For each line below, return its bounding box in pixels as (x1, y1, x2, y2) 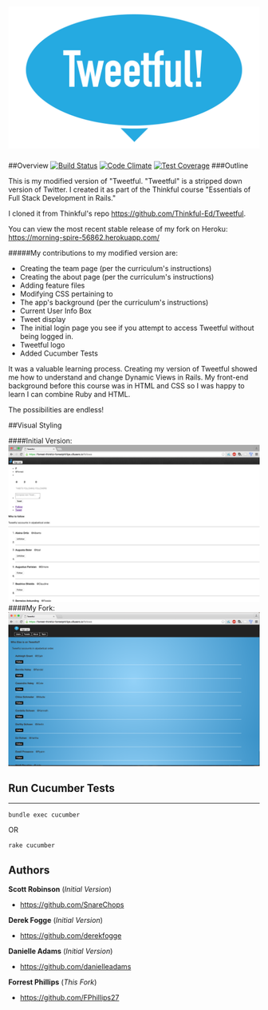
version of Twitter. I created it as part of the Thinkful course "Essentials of (8, 185, 251, 194)
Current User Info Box (19, 306, 92, 316)
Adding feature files (19, 280, 85, 290)
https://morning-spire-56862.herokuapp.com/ (8, 233, 160, 242)
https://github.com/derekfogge (19, 931, 122, 940)
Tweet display (19, 315, 66, 324)
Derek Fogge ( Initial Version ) (8, 916, 104, 925)
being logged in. (19, 332, 74, 341)
